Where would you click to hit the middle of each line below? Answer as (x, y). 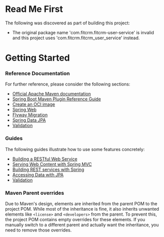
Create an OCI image (34, 104)
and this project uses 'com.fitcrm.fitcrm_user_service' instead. (76, 38)
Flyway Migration (30, 115)
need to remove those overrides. (38, 230)
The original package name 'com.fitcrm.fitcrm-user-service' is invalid (83, 32)
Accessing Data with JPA (38, 174)
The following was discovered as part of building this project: (68, 23)
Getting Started (38, 58)
